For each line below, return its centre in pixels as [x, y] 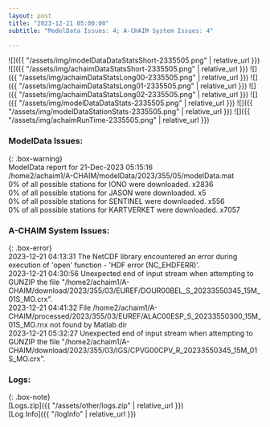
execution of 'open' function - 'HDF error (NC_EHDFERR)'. [104, 265]
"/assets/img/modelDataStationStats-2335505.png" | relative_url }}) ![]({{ [129, 112]
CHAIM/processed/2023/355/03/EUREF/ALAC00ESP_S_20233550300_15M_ [135, 316]
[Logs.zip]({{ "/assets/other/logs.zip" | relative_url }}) [96, 405]
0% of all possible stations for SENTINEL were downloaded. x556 [117, 201]
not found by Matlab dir [88, 324]
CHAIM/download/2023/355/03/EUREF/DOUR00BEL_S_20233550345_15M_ [135, 291]
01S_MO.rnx [28, 324]
